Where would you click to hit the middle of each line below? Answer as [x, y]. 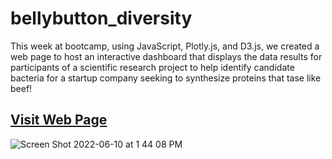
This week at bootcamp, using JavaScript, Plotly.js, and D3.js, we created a [165, 46]
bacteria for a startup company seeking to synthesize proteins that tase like [166, 78]
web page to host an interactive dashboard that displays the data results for [166, 56]
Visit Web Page [59, 120]
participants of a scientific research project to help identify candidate [152, 67]
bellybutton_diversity [101, 18]
